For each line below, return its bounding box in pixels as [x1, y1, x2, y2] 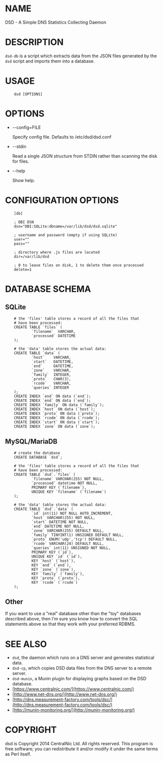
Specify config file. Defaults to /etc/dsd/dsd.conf [12, 134, 111, 140]
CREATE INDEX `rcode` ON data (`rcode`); [14, 415, 100, 420]
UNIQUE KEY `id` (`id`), [31, 554, 82, 559]
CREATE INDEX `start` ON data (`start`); [14, 420, 100, 425]
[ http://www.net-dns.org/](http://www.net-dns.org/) [12, 691, 117, 697]
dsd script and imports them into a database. [5, 58, 95, 64]
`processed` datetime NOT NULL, [31, 480, 98, 486]
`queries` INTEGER [31, 385, 69, 390]
